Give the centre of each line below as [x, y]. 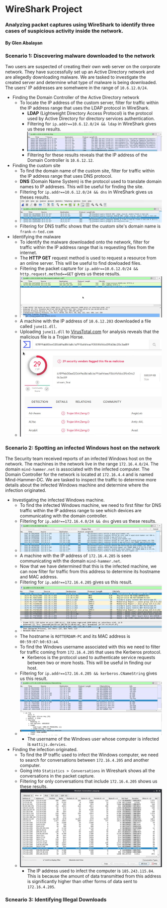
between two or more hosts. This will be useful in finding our [89, 663]
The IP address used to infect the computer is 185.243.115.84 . [91, 871]
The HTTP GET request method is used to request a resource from [88, 258]
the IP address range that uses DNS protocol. [66, 176]
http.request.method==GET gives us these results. [70, 274]
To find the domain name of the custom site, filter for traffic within [87, 171]
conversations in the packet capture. [57, 776]
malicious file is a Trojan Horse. [52, 337]
